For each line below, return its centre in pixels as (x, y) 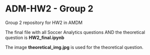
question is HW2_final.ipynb (35, 37)
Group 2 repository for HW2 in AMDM (44, 22)
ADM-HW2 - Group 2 (49, 9)
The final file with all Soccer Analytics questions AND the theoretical (75, 32)
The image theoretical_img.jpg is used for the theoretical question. (74, 47)
